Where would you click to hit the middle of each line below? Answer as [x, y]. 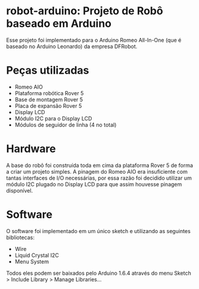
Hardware [31, 149]
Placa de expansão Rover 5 [48, 106]
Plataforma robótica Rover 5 [49, 93]
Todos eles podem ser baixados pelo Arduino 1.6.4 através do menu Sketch [99, 273]
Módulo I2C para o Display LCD [53, 118]
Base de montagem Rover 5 [49, 99]
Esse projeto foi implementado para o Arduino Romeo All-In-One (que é [94, 40]
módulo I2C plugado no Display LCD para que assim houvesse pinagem [94, 184]
